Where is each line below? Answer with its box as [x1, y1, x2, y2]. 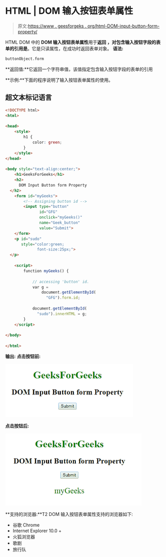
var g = [32, 285, 49, 290]
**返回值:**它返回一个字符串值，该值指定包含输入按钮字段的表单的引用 [5, 66, 153, 72]
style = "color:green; [21, 241, 65, 247]
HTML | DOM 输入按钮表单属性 [5, 5, 133, 17]
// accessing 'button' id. [32, 279, 90, 284]
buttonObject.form [5, 56, 44, 61]
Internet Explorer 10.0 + [12, 528, 62, 534]
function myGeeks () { [23, 268, 69, 273]
